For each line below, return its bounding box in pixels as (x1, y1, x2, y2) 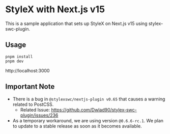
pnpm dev (5, 59, 24, 64)
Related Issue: (20, 106, 50, 113)
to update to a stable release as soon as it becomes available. (12, 123, 142, 129)
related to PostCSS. (12, 101, 54, 108)
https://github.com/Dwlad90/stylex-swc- (50, 106, 137, 113)
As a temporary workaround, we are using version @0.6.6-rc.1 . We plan (12, 117, 164, 123)
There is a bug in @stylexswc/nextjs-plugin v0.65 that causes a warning (12, 96, 165, 102)
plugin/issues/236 (20, 112, 59, 118)
